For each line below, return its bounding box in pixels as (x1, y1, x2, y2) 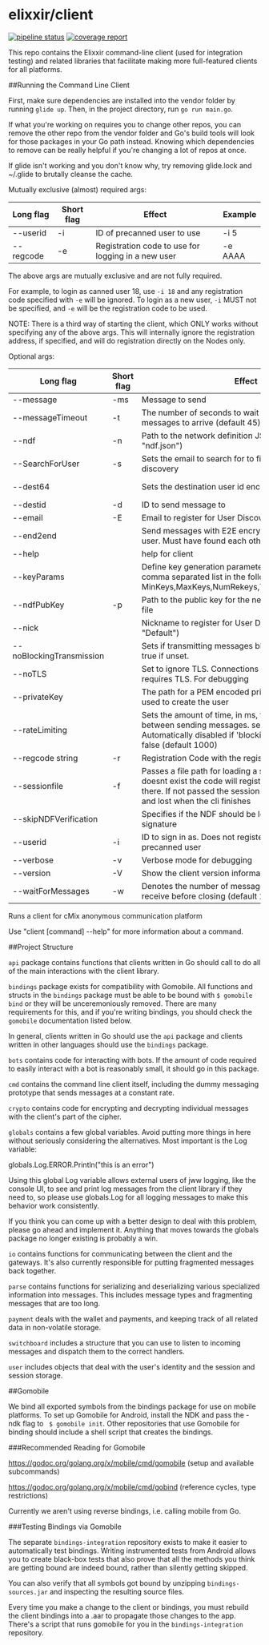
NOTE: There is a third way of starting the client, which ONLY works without (8, 319, 259, 328)
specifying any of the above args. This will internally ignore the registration (8, 327, 255, 337)
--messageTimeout (12, 412, 88, 423)
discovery (141, 463, 179, 474)
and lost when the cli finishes (141, 795, 251, 806)
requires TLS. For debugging (141, 673, 250, 684)
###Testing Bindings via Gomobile (8, 1522, 122, 1531)
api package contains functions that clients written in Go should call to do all (8, 957, 261, 967)
